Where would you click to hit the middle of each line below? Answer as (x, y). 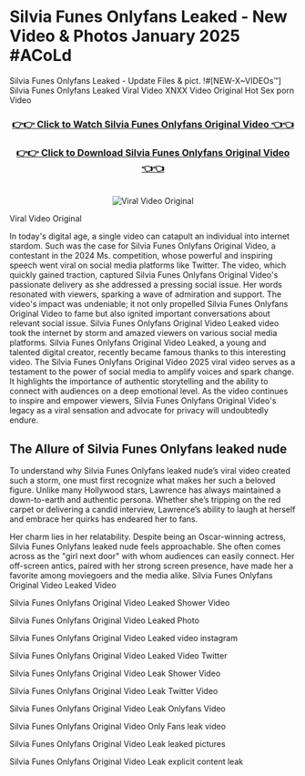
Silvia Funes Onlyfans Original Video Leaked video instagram (124, 638)
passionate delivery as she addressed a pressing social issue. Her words (146, 285)
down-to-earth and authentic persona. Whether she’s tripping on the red (145, 499)
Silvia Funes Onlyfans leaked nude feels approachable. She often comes (145, 546)
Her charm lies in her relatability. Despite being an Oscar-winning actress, (148, 536)
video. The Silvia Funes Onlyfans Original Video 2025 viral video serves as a (152, 362)
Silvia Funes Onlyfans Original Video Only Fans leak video (117, 726)
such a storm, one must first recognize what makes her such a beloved (142, 480)
